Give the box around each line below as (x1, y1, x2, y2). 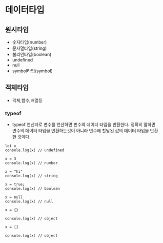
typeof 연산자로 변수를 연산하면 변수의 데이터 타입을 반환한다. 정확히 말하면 (12, 121, 156, 127)
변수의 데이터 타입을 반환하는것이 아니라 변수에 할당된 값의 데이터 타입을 (12, 128, 149, 134)
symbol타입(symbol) (12, 68, 53, 74)
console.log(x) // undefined (5, 148, 64, 153)
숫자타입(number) (12, 40, 47, 45)
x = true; (5, 182, 25, 187)
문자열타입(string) (12, 45, 47, 51)
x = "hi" (5, 169, 23, 174)
